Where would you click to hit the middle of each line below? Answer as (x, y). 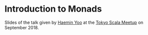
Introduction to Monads (53, 9)
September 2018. (22, 27)
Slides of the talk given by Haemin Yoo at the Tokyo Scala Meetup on (74, 22)
